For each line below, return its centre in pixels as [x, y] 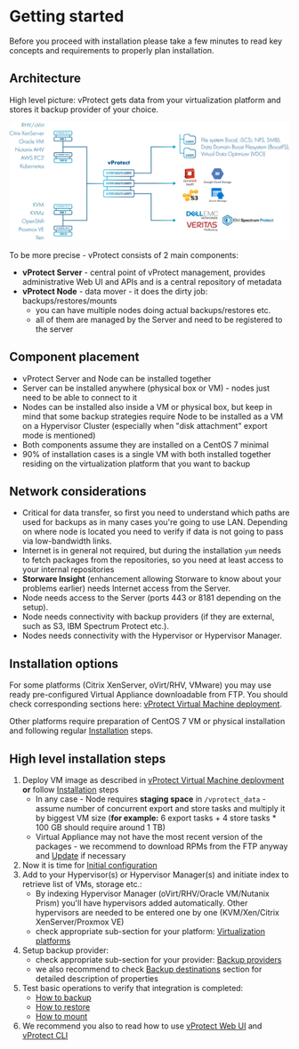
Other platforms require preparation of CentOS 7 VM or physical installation [147, 722]
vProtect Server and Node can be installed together [117, 378]
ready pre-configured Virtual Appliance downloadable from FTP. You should [149, 695]
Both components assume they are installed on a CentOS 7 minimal [145, 444]
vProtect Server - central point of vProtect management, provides [144, 272]
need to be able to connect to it [80, 397]
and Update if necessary [81, 856]
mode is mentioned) [59, 435]
